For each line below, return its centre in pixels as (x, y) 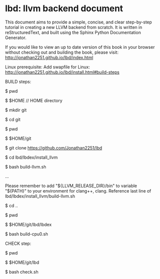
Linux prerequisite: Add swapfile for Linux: (48, 67)
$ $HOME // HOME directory (34, 100)
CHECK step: (18, 243)
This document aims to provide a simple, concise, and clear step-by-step (79, 22)
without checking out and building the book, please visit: (62, 52)
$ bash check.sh (22, 272)
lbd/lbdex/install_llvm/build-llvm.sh (40, 196)
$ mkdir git (16, 110)
